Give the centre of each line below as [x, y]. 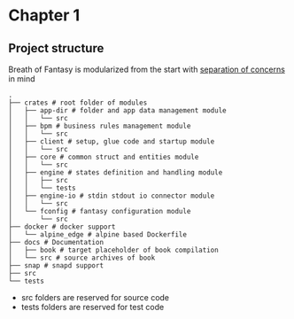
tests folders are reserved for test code [93, 307]
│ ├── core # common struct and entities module [104, 157]
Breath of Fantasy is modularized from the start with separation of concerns [147, 69]
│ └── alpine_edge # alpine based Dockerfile [98, 235]
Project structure [56, 48]
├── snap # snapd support [56, 266]
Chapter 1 [44, 16]
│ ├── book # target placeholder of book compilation [113, 250]
